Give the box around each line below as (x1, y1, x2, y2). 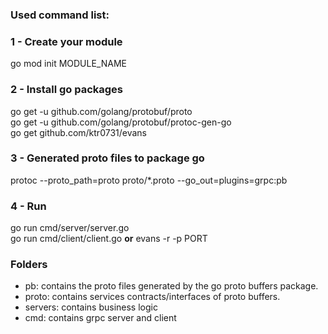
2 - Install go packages (10, 83, 124, 97)
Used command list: (10, 8, 110, 22)
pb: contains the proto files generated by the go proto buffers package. (24, 280, 319, 292)
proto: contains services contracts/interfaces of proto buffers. (24, 291, 281, 303)
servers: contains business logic (24, 301, 158, 313)
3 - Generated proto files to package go (10, 151, 205, 165)
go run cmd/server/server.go (10, 222, 130, 234)
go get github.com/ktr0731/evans (10, 126, 147, 138)
